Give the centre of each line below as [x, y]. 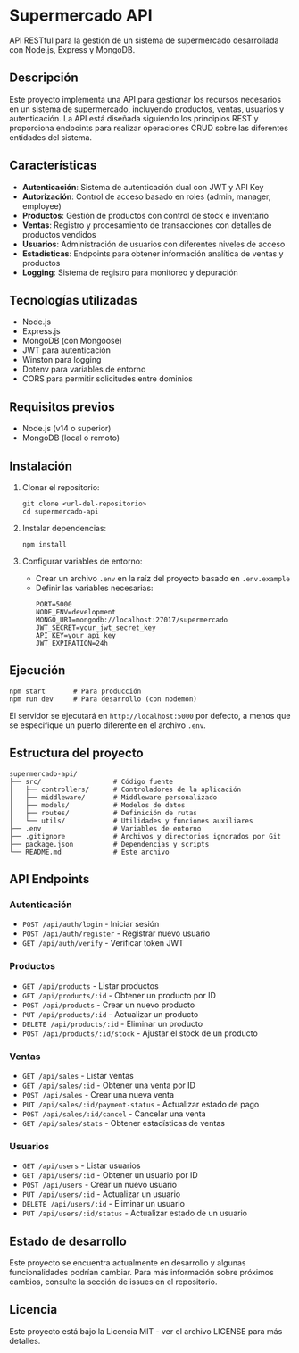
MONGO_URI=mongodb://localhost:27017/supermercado [132, 620]
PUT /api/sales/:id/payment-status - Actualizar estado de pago [141, 1104]
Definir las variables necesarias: [94, 588]
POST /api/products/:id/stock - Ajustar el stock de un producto [140, 1033]
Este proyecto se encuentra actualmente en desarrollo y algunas [128, 1263]
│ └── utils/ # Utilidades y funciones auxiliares [131, 821]
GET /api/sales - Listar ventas [78, 1075]
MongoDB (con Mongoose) [72, 341]
